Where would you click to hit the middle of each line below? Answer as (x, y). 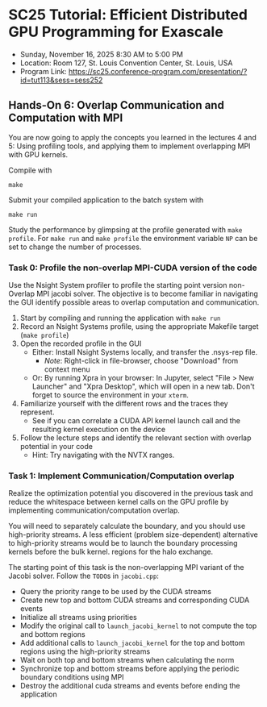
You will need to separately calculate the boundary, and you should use (127, 526)
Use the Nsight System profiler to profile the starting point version (118, 285)
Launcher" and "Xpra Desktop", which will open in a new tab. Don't (144, 387)
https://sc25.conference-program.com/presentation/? (158, 71)
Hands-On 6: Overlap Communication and (116, 105)
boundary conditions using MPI (72, 677)
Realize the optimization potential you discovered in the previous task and (131, 493)
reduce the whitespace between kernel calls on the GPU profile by (119, 502)
